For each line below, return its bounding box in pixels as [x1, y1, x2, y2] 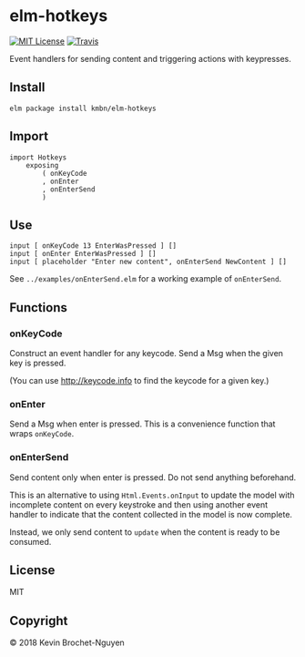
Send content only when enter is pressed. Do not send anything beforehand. [9, 471, 297, 483]
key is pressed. [9, 357, 66, 369]
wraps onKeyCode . [9, 428, 75, 439]
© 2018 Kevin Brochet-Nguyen [9, 637, 125, 648]
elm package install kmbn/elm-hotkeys [9, 104, 157, 113]
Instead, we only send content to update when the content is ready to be [9, 526, 280, 538]
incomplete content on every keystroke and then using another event [9, 498, 269, 510]
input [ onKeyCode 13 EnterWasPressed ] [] [9, 241, 178, 251]
